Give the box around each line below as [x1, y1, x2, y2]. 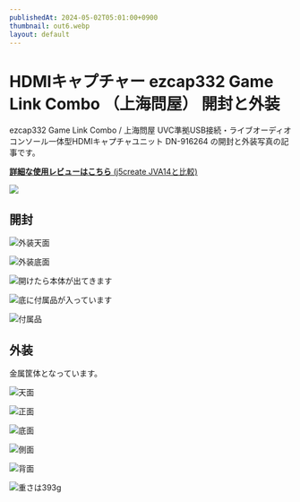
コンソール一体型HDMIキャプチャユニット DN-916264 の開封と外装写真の [9, 136, 282, 147]
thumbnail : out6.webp [9, 22, 90, 30]
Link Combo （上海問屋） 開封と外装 [9, 93, 280, 114]
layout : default [9, 30, 70, 39]
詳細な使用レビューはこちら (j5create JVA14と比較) [9, 167, 199, 177]
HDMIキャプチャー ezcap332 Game [9, 71, 274, 91]
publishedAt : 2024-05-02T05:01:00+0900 [9, 13, 159, 22]
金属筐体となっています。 [9, 368, 103, 378]
